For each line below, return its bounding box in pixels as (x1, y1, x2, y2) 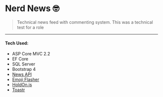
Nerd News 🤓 (5, 3, 60, 14)
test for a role (16, 24, 44, 30)
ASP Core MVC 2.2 (12, 51, 50, 57)
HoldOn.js (12, 82, 33, 88)
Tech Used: (5, 40, 29, 46)
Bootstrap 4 (12, 66, 36, 72)
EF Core (12, 56, 29, 62)
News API (12, 71, 32, 78)
